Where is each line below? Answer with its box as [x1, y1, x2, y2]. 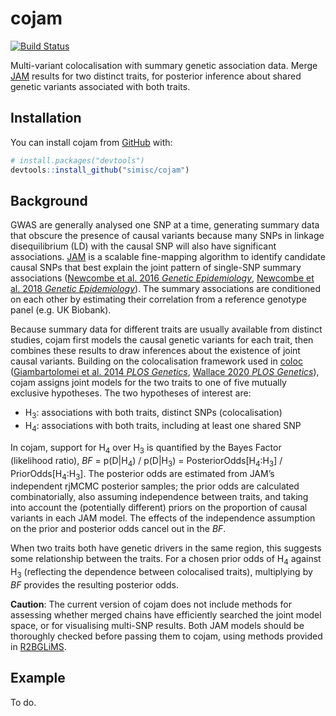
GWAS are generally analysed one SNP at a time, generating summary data [10, 219, 320, 231]
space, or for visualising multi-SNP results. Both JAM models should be [10, 619, 305, 631]
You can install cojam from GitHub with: [10, 136, 173, 148]
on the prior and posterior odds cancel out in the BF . [10, 523, 227, 535]
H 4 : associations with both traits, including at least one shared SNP [24, 420, 302, 434]
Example [10, 670, 66, 687]
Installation [10, 110, 82, 127]
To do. [10, 696, 37, 708]
